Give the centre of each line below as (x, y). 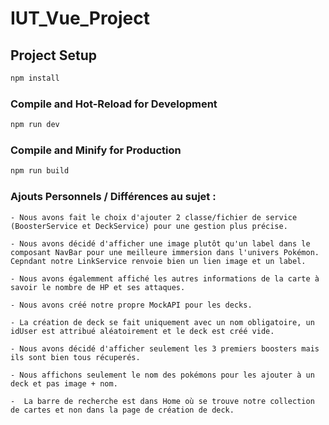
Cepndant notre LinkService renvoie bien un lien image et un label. (158, 261)
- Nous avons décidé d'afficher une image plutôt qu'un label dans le (160, 243)
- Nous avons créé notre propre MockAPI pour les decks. (131, 305)
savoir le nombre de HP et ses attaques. (98, 287)
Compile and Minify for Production (96, 150)
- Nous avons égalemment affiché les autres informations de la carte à (165, 278)
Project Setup (54, 55)
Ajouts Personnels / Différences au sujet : (113, 197)
